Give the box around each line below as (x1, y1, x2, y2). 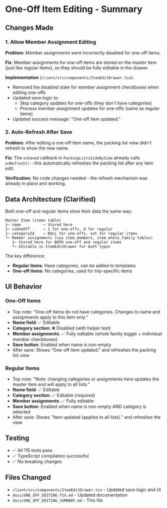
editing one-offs (12, 89, 46, 95)
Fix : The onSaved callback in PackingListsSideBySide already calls (5, 155, 140, 161)
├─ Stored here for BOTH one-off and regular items (11, 239, 122, 244)
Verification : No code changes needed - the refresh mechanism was (5, 175, 147, 181)
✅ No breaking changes (12, 458, 62, 464)
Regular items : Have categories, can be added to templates (12, 262, 136, 268)
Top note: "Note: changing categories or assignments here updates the (12, 376, 159, 382)
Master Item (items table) (5, 217, 61, 223)
